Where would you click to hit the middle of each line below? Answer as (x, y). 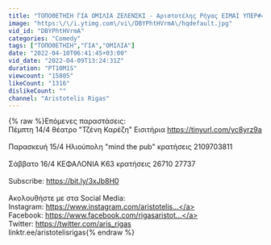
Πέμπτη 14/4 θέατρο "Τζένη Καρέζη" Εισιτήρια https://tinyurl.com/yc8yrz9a (135, 130)
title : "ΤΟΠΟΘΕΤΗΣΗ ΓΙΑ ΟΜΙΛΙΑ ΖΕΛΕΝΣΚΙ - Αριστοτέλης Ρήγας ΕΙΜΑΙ (124, 16)
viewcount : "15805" (41, 76)
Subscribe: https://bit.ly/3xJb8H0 (64, 181)
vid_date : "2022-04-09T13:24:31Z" (67, 61)
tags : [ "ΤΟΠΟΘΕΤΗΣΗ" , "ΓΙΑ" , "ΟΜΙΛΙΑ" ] (72, 46)
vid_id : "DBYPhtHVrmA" (46, 31)
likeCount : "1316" (39, 83)
